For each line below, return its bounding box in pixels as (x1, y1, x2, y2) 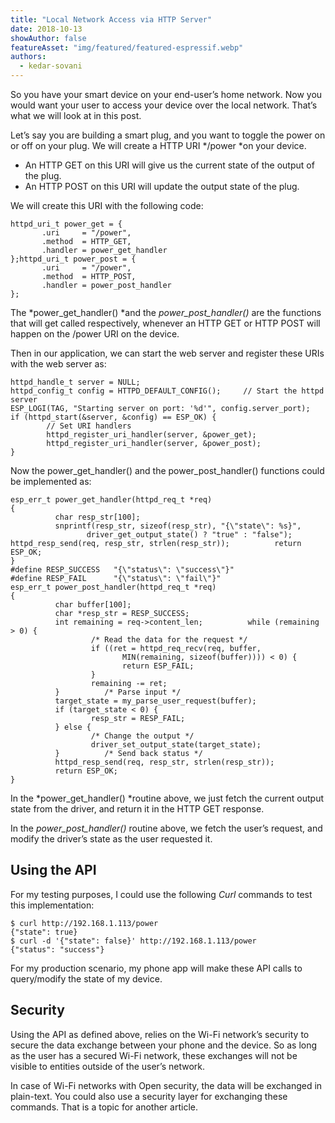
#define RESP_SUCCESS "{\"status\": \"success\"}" (10, 565, 235, 575)
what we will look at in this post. (10, 110, 142, 121)
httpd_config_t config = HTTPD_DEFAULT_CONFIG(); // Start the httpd (10, 386, 325, 396)
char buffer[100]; (54, 600, 132, 610)
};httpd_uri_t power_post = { (10, 254, 137, 264)
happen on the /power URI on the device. (10, 328, 180, 340)
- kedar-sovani (19, 61, 83, 71)
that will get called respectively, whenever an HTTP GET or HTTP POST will (10, 317, 321, 329)
